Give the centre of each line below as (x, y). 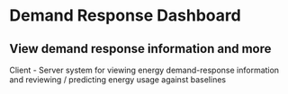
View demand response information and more (140, 49)
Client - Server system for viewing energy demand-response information (144, 70)
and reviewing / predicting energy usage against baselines (118, 80)
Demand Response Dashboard (125, 16)
